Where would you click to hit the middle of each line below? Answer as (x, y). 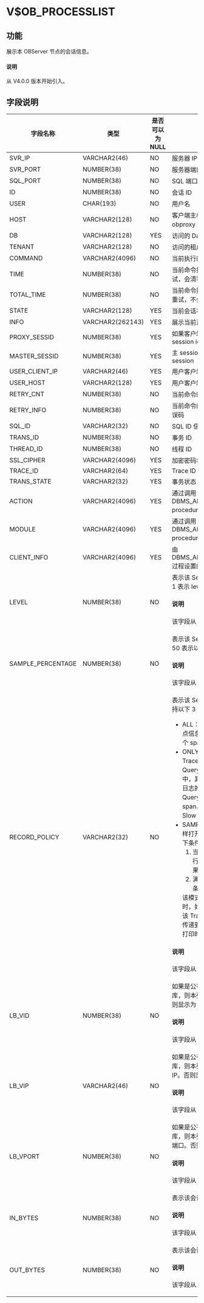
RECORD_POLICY (34, 837)
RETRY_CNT (27, 394)
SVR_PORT (25, 169)
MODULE (22, 529)
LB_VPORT (25, 1157)
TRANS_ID (24, 437)
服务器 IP (185, 159)
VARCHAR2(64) (105, 471)
